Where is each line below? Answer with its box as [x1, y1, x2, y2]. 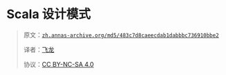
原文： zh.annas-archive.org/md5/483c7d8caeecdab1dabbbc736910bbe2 [23, 31, 219, 39]
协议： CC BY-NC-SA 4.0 [23, 60, 94, 68]
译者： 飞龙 [23, 45, 55, 53]
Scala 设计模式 [6, 6, 91, 22]
